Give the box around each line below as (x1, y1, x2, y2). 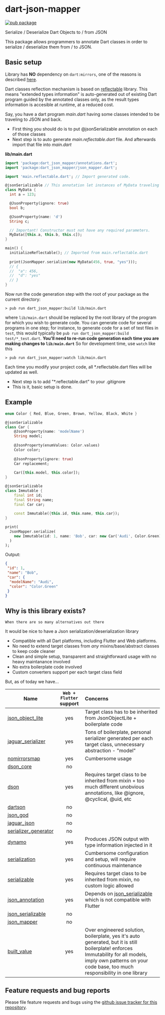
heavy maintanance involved (12, 659, 70, 665)
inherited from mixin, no (85, 876, 140, 883)
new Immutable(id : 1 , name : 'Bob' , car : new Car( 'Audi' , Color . (14, 534, 148, 538)
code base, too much (85, 963, 134, 970)
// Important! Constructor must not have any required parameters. (9, 227, 151, 233)
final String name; (14, 497, 54, 502)
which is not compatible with (85, 897, 151, 903)
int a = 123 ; (9, 192, 36, 197)
